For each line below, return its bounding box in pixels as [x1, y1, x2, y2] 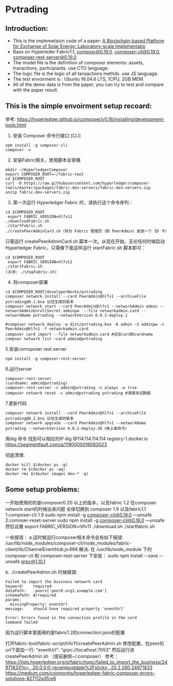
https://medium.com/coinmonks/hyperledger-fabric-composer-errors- [5, 670, 155, 676]
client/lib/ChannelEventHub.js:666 [5, 546, 78, 552]
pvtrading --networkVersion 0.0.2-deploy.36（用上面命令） [5, 426, 129, 431]
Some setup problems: [5, 485, 80, 494]
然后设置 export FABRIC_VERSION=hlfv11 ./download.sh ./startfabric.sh [5, 523, 155, 529]
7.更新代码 [5, 400, 27, 406]
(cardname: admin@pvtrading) [5, 381, 68, 386]
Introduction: [5, 24, 48, 33]
